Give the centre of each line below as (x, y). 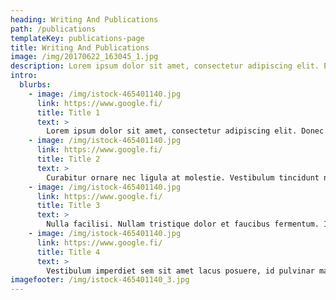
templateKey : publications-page (77, 38)
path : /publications (53, 29)
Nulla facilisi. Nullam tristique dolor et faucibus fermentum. (183, 224)
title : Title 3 (68, 206)
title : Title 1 (68, 112)
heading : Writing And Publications (84, 19)
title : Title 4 (68, 252)
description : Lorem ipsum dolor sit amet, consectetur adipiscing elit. (165, 66)
